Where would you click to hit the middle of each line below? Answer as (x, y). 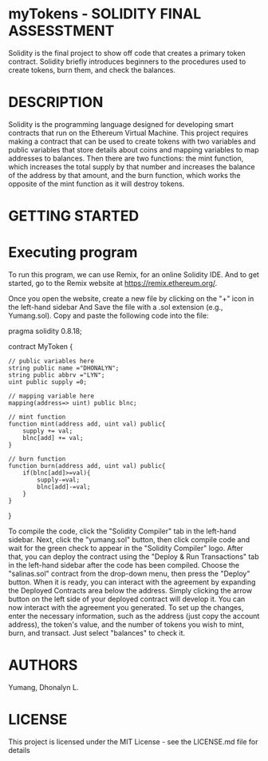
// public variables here (51, 361)
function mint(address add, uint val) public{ (87, 424)
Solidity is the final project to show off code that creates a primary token (127, 53)
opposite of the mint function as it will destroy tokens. (97, 184)
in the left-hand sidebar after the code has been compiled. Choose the (124, 565)
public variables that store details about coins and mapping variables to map (134, 149)
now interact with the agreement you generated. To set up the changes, (126, 607)
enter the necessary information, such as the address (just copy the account (134, 616)
